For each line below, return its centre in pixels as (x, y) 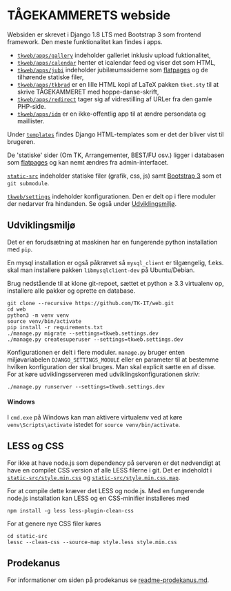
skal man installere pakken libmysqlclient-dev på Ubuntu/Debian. (101, 270)
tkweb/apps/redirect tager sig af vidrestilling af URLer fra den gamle (114, 99)
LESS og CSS (36, 446)
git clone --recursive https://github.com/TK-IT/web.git (91, 303)
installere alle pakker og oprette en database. (71, 291)
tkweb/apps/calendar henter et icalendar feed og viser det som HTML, (116, 62)
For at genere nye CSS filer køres (54, 523)
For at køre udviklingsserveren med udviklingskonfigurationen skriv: (103, 374)
